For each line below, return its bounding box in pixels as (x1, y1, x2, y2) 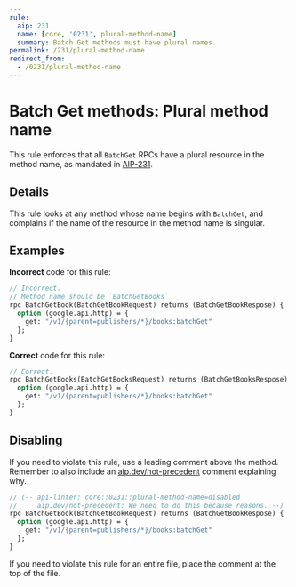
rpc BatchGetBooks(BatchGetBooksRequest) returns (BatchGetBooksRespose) (9, 375, 289, 384)
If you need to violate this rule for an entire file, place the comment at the (9, 558, 276, 569)
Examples (9, 244, 65, 259)
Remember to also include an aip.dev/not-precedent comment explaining (9, 466, 276, 477)
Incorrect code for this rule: (9, 267, 111, 277)
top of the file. (9, 567, 60, 578)
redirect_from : (9, 54, 66, 63)
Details (9, 184, 49, 200)
